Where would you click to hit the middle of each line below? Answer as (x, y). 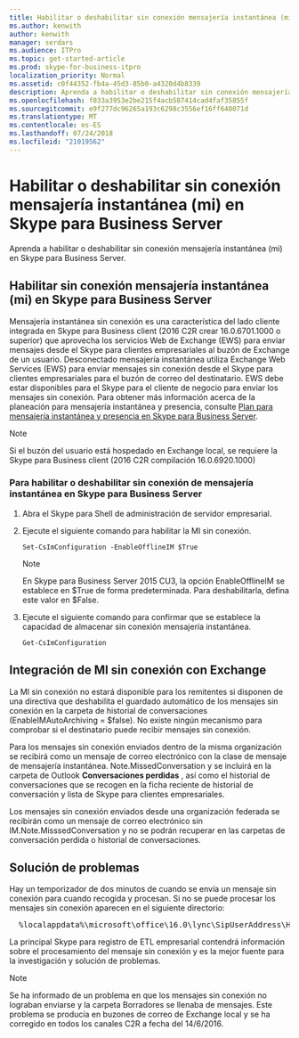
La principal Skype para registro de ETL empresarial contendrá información (147, 942)
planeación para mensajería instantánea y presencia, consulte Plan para (141, 406)
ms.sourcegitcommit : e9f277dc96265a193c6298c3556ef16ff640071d (129, 109)
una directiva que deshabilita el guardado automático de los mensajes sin (144, 701)
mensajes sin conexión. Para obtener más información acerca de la (132, 396)
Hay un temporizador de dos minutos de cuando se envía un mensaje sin (143, 889)
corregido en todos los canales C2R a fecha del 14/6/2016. (117, 1024)
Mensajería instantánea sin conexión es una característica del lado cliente (145, 321)
